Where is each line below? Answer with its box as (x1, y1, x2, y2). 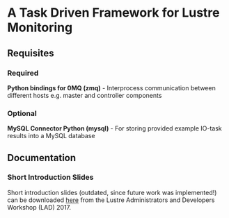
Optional (7, 108, 37, 118)
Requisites (7, 47, 54, 59)
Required (7, 68, 39, 78)
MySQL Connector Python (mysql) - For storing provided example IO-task (7, 124, 223, 133)
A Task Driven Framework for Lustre (7, 5, 221, 21)
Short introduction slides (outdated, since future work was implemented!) (7, 188, 217, 196)
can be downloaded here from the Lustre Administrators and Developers (7, 196, 215, 204)
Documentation (7, 151, 77, 164)
